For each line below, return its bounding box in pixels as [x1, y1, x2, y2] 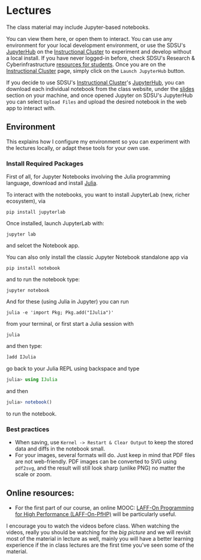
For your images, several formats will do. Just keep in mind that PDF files [14, 451, 196, 458]
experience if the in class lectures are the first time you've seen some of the [6, 541, 194, 549]
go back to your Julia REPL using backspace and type [6, 365, 140, 372]
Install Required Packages [6, 159, 84, 167]
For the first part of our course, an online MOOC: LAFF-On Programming [14, 504, 194, 511]
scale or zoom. [14, 470, 52, 478]
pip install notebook [6, 266, 61, 272]
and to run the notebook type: [6, 276, 80, 283]
